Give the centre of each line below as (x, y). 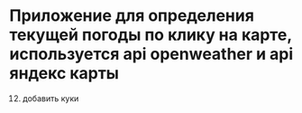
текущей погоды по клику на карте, (151, 35)
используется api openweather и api (151, 54)
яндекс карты (64, 74)
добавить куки (50, 98)
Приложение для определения (132, 16)
